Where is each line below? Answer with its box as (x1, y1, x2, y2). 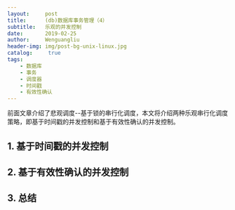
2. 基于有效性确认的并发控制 (7, 166, 129, 178)
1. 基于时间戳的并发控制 (7, 140, 109, 152)
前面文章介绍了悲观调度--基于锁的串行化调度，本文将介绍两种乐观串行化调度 (7, 109, 228, 117)
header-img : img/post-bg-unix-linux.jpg (7, 43, 128, 50)
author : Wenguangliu (7, 37, 80, 44)
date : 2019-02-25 (7, 29, 77, 37)
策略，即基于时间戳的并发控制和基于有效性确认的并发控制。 (7, 117, 180, 126)
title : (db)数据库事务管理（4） (7, 17, 108, 24)
